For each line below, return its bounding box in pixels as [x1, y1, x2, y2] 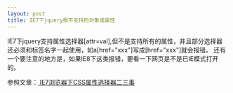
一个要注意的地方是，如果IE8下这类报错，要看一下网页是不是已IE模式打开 [7, 54, 219, 63]
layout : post [7, 10, 46, 17]
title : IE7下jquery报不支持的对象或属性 [7, 17, 116, 24]
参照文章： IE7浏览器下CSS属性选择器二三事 [7, 78, 135, 86]
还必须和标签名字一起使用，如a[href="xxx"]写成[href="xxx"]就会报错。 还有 [7, 45, 227, 54]
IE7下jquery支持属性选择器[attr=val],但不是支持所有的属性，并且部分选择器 [7, 36, 223, 45]
